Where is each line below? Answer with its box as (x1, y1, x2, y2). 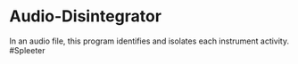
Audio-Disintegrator (9, 6, 162, 27)
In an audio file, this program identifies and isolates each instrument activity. (9, 36, 290, 46)
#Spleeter (9, 44, 46, 55)
